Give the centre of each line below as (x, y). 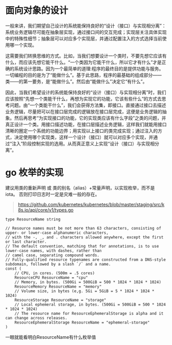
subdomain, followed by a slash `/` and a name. (58, 264)
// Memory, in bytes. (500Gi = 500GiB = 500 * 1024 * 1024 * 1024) (88, 282)
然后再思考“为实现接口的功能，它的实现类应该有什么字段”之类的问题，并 (90, 118)
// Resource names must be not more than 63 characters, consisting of (83, 228)
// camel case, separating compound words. (52, 255)
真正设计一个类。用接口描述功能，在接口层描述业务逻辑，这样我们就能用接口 (86, 124)
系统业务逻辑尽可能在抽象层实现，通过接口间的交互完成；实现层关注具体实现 (86, 32)
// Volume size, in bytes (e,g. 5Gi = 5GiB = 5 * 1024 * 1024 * (84, 291)
